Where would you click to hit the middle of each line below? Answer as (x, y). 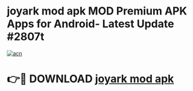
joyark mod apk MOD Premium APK (97, 11)
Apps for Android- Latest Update (90, 24)
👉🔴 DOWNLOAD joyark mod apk (90, 79)
